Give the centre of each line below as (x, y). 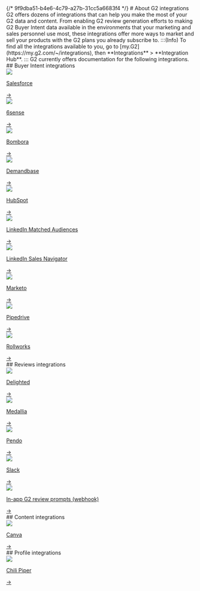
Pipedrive (18, 317)
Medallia (17, 411)
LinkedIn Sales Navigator (37, 259)
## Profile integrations (34, 553)
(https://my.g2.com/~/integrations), (50, 53)
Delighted (18, 382)
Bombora (17, 142)
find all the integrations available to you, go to (62, 46)
